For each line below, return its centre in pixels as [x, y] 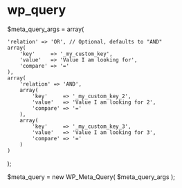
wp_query [37, 10]
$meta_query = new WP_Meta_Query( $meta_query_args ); [91, 177]
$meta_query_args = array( [46, 29]
